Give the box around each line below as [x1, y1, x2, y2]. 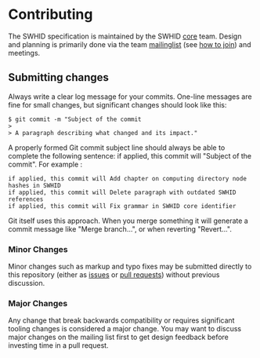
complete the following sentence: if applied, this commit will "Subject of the [8, 151, 252, 160]
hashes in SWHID [8, 181, 61, 189]
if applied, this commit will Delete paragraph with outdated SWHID [8, 188, 237, 196]
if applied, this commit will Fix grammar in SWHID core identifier [8, 202, 237, 210]
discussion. [8, 279, 45, 288]
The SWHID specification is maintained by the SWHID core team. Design [8, 31, 242, 41]
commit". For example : [8, 159, 83, 169]
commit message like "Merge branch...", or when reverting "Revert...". [8, 224, 233, 233]
